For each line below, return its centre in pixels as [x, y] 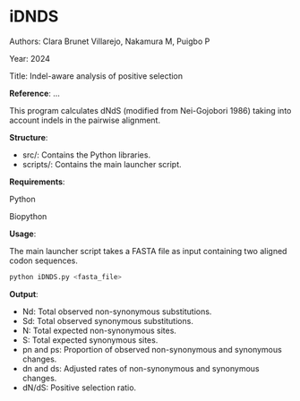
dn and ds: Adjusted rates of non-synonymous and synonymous [141, 368]
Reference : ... [35, 93]
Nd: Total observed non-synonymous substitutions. [117, 311]
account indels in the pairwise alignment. [85, 120]
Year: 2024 [30, 58]
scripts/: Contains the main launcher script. [102, 164]
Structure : [29, 137]
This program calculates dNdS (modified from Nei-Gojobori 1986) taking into [150, 110]
